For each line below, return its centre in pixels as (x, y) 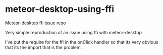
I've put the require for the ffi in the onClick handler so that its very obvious (82, 42)
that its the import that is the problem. (44, 47)
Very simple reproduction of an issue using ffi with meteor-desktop (74, 32)
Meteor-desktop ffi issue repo (35, 23)
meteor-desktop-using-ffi (60, 9)
